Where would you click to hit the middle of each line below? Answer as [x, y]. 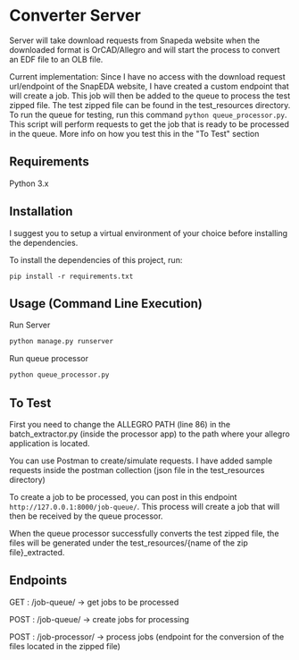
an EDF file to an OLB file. [56, 59]
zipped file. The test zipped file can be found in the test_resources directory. [150, 105]
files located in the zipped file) [65, 646]
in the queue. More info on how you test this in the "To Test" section [134, 133]
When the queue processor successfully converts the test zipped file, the [144, 533]
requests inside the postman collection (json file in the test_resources [137, 470]
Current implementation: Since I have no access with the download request [147, 76]
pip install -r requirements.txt [71, 276]
